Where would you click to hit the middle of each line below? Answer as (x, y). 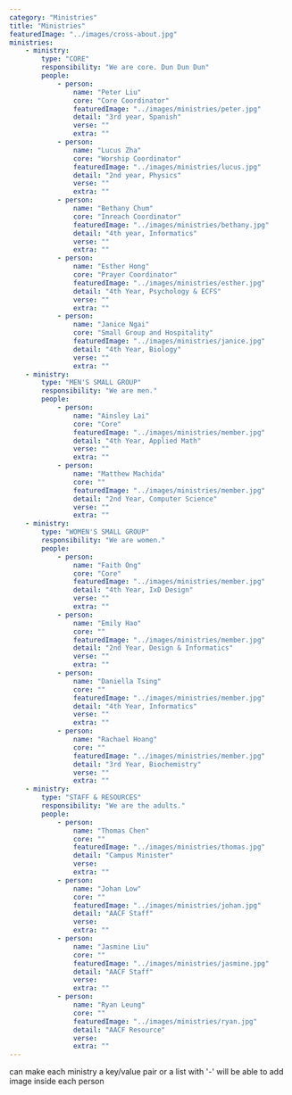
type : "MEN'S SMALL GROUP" (92, 383)
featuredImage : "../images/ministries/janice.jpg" (169, 341)
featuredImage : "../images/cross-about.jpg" (93, 34)
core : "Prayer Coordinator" (125, 275)
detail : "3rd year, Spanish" (127, 117)
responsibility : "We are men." (100, 391)
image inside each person (57, 1082)
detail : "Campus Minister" (123, 856)
